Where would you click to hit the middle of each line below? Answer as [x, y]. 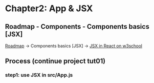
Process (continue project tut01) [55, 61]
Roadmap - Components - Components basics [77, 27]
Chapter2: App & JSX [49, 9]
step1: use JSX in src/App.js [39, 75]
